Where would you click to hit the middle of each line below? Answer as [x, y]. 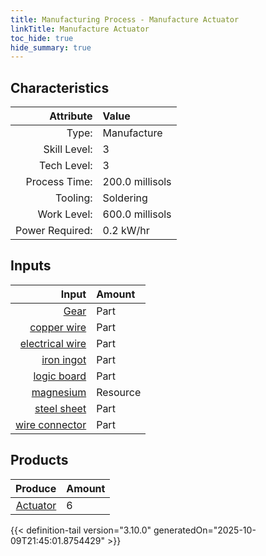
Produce [36, 488]
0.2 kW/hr [126, 231]
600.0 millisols [137, 214]
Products [39, 460]
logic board [60, 376]
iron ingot [64, 359]
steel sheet [60, 408]
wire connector [51, 424]
